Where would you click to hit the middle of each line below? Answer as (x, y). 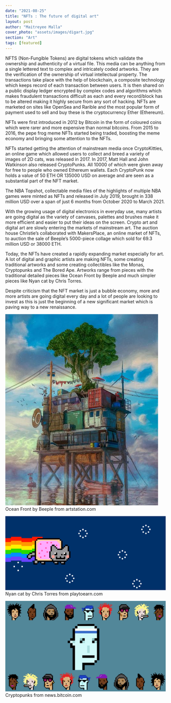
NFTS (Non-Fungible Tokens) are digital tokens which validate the (74, 58)
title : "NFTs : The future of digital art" (52, 16)
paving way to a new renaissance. (41, 307)
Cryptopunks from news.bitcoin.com (44, 695)
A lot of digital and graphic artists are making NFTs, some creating (75, 259)
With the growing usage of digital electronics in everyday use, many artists (83, 211)
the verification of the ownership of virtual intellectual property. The (76, 74)
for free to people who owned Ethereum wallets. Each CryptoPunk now (80, 170)
